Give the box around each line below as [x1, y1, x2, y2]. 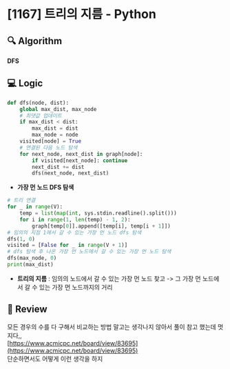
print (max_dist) [7, 261, 54, 268]
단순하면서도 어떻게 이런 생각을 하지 [7, 355, 103, 363]
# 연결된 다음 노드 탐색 [19, 144, 78, 151]
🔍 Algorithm [7, 35, 63, 47]
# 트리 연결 [7, 197, 36, 204]
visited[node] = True [19, 138, 81, 145]
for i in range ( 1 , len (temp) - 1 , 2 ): [19, 216, 131, 223]
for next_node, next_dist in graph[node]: [19, 150, 143, 157]
